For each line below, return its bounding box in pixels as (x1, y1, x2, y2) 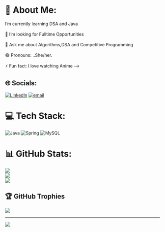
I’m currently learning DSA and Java (5, 21, 78, 27)
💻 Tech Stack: (5, 110, 66, 121)
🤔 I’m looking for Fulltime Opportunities (5, 31, 84, 37)
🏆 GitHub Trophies (5, 192, 65, 201)
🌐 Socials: (5, 79, 37, 88)
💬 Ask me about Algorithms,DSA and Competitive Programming (5, 41, 134, 47)
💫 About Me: (5, 4, 57, 16)
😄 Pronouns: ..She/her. (5, 52, 53, 58)
